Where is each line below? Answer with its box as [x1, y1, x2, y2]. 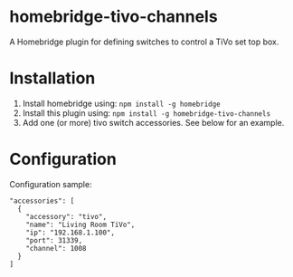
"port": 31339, [25, 235, 83, 245]
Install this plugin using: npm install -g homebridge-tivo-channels [22, 107, 271, 119]
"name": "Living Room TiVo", [25, 220, 136, 229]
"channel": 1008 [25, 244, 88, 253]
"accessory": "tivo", [25, 212, 107, 221]
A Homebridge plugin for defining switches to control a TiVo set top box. [9, 36, 279, 47]
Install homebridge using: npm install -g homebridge [22, 98, 222, 109]
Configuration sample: [9, 178, 92, 189]
